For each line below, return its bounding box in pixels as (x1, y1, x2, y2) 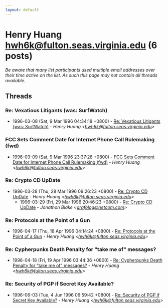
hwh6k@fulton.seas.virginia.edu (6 (5, 40, 157, 51)
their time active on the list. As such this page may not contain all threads (5, 72, 158, 78)
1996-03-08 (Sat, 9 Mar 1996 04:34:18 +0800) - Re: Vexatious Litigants (12, 118, 160, 124)
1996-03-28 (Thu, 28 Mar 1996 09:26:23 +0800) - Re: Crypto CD (12, 188, 148, 194)
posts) (5, 50, 33, 62)
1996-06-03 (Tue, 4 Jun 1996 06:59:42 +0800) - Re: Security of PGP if (12, 291, 160, 298)
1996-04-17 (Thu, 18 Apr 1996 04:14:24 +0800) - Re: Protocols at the (12, 228, 155, 234)
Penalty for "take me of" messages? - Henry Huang (12, 262, 119, 268)
